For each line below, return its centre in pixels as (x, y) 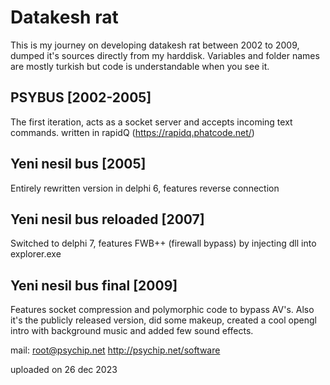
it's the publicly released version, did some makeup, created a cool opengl (163, 320)
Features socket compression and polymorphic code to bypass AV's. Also (162, 310)
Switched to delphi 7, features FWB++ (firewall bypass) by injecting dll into (163, 243)
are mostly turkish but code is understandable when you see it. (140, 66)
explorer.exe (36, 254)
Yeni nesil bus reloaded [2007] (107, 219)
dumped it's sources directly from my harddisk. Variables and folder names (165, 55)
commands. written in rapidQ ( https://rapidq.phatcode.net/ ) (132, 132)
